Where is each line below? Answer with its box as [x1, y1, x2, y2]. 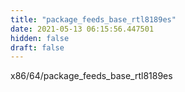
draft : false [10, 42, 65, 53]
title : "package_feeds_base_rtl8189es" [10, 14, 177, 25]
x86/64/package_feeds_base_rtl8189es [10, 70, 173, 82]
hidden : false [10, 33, 70, 43]
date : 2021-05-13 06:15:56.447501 [10, 24, 155, 34]
